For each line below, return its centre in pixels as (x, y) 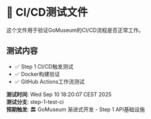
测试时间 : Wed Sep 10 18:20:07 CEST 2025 (59, 94)
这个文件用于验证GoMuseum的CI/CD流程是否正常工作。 (75, 30)
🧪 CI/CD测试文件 (47, 12)
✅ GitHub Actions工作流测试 (50, 81)
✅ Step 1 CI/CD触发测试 (44, 66)
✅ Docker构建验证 (37, 74)
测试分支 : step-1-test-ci (35, 102)
